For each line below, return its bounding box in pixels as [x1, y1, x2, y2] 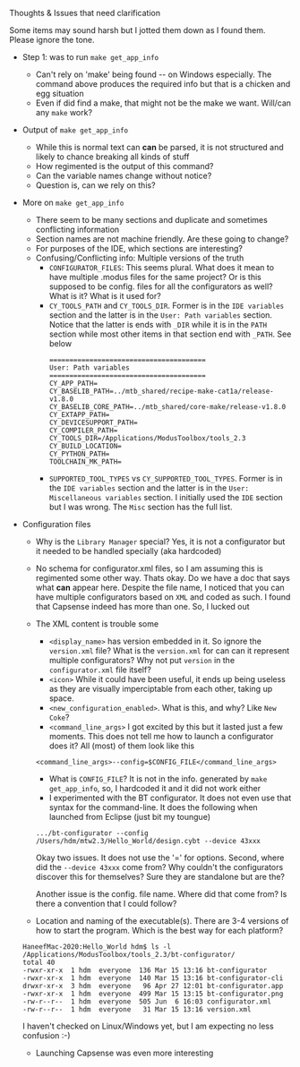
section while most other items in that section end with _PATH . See [48, 329, 292, 339]
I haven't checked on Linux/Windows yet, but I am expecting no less [21, 1020, 275, 1031]
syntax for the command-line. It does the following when [48, 802, 258, 813]
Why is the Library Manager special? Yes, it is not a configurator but [35, 536, 286, 547]
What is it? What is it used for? [48, 291, 161, 301]
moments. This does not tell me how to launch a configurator [48, 731, 274, 741]
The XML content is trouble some [35, 619, 159, 629]
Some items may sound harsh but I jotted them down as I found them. [9, 25, 266, 35]
